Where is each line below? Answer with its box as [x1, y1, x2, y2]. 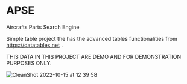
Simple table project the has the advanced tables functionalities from [6, 35, 178, 42]
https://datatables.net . [6, 41, 63, 49]
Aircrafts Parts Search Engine [6, 23, 80, 31]
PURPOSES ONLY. [6, 59, 52, 67]
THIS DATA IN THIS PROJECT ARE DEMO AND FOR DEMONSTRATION [6, 53, 182, 60]
